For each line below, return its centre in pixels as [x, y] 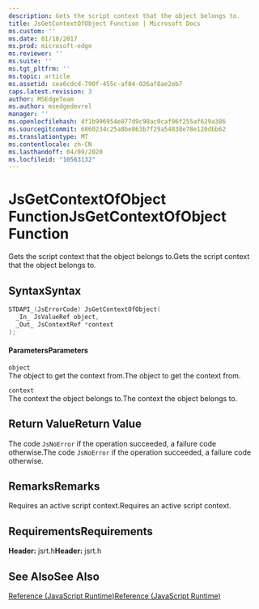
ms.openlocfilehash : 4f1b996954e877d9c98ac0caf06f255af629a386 [117, 122]
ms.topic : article [39, 76]
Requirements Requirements [81, 531]
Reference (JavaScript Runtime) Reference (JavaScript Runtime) [115, 596]
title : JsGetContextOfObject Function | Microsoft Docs [104, 24]
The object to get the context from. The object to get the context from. [125, 375]
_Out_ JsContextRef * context [65, 324]
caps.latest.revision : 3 [50, 91]
